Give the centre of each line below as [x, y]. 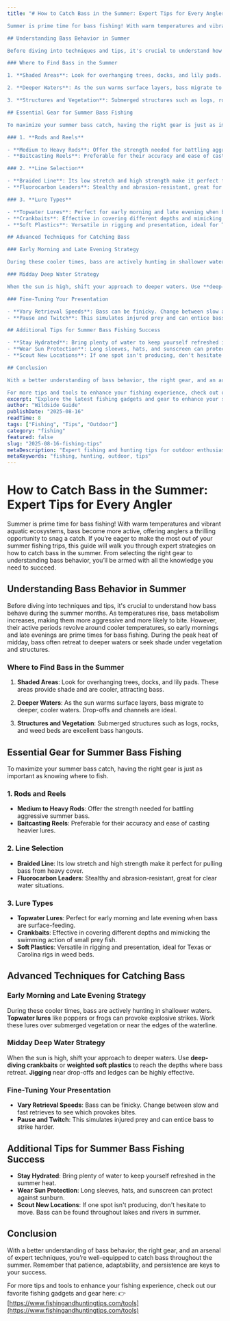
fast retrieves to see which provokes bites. [77, 1112]
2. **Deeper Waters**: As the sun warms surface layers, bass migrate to [115, 88]
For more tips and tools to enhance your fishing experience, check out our [112, 1285]
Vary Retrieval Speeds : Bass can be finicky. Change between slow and [118, 1105]
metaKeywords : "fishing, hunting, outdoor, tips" [79, 456]
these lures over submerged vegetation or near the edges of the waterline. [112, 1025]
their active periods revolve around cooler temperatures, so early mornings [113, 627]
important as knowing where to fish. [58, 775]
